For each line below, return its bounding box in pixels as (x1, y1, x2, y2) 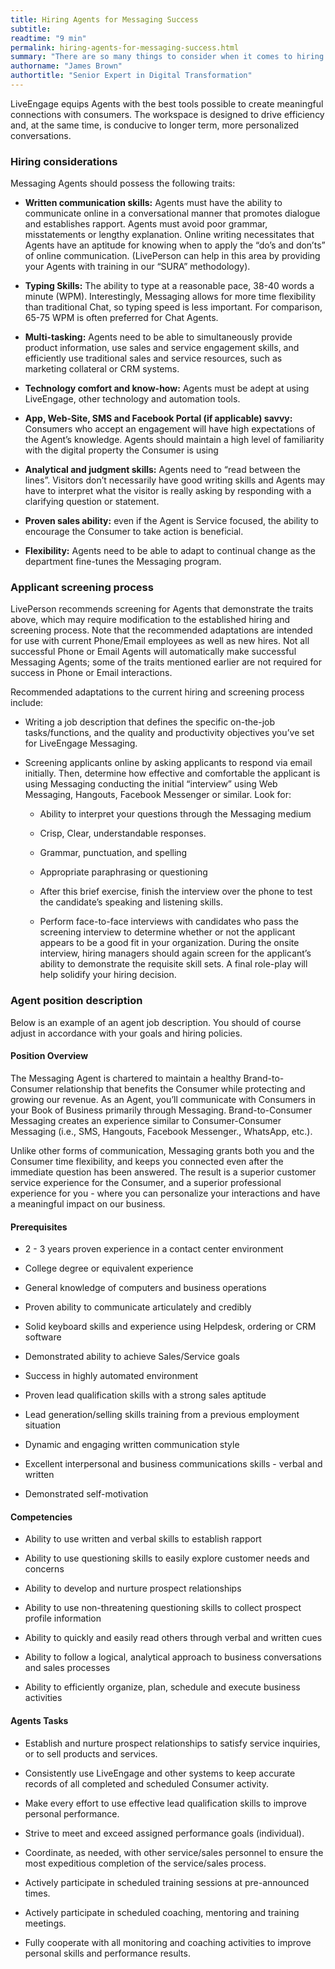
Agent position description (10, 994, 143, 1008)
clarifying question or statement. (24, 496, 160, 508)
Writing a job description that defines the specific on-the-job (24, 716, 276, 728)
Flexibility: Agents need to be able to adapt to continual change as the (24, 545, 317, 557)
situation (24, 1419, 61, 1431)
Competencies (10, 1511, 73, 1523)
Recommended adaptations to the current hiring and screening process (10, 686, 305, 698)
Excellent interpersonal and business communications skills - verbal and (24, 1458, 323, 1470)
